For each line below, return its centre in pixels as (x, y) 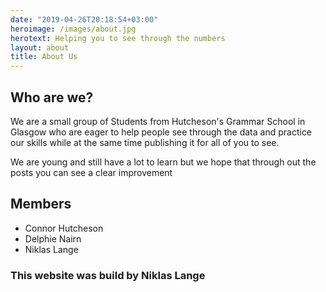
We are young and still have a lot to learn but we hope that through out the (163, 162)
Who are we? (52, 97)
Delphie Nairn (53, 238)
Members (41, 204)
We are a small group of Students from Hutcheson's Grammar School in (158, 121)
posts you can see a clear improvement (91, 172)
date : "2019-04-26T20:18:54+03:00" (84, 19)
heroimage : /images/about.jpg (73, 29)
